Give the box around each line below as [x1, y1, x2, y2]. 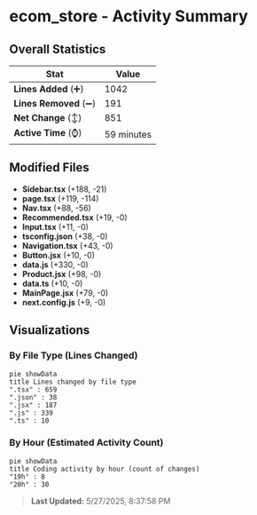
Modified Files [9, 160, 90, 175]
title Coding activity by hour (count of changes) [9, 464, 200, 473]
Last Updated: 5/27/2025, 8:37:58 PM [30, 495, 171, 506]
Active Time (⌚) [13, 127, 82, 139]
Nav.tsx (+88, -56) [21, 202, 91, 213]
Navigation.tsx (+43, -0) [21, 240, 113, 250]
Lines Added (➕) [13, 83, 84, 95]
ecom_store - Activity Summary [9, 6, 248, 27]
